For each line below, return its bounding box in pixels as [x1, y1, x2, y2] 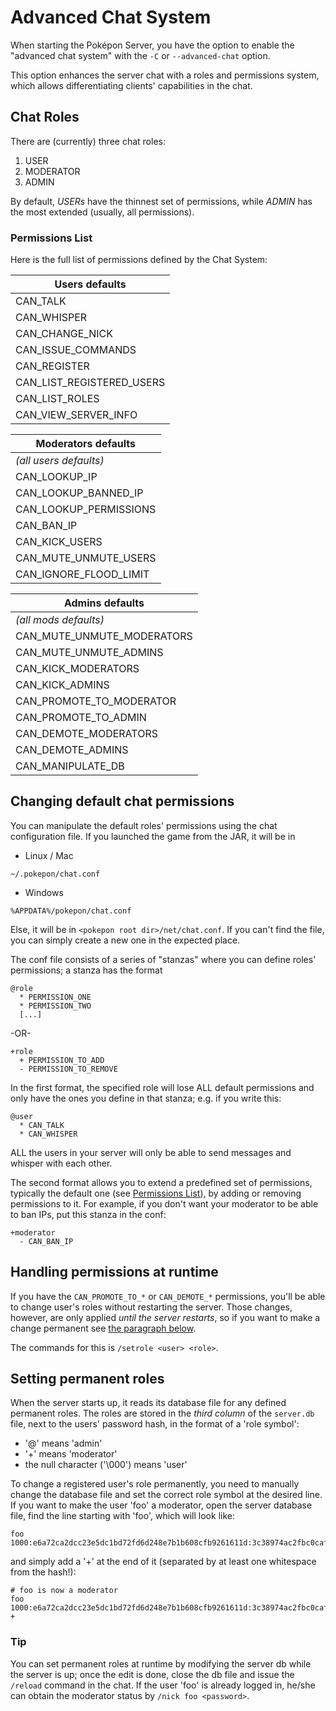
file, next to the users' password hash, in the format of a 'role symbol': [10, 1418, 300, 1430]
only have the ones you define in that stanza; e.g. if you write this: [10, 1092, 282, 1104]
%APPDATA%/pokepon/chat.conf [10, 906, 132, 916]
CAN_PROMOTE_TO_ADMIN [15, 711, 147, 725]
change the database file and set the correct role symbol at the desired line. [10, 1489, 323, 1501]
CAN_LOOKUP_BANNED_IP [15, 486, 144, 500]
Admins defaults [63, 596, 145, 610]
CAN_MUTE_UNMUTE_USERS [15, 551, 157, 565]
